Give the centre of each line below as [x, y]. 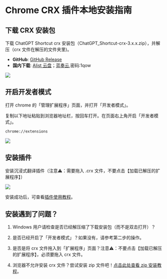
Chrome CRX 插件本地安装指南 [69, 10]
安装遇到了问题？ [31, 214]
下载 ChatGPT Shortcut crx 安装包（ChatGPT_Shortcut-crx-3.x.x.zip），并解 [83, 43]
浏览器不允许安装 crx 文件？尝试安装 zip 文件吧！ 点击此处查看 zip [80, 265]
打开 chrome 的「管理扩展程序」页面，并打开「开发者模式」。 [68, 105]
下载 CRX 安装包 [30, 30]
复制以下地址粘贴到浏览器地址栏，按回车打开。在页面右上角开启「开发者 [79, 115]
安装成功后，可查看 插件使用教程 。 [40, 197]
